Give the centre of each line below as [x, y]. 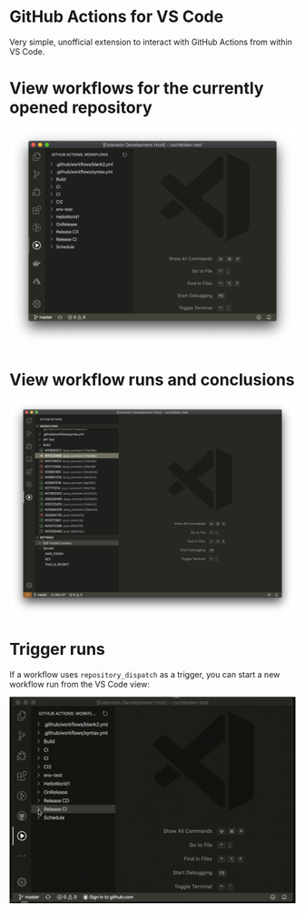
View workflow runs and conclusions [152, 380]
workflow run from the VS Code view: [79, 684]
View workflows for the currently [137, 89]
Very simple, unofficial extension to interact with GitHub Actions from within [151, 42]
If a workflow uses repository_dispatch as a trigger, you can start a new [145, 674]
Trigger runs [58, 650]
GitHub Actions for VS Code [117, 17]
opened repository [81, 108]
